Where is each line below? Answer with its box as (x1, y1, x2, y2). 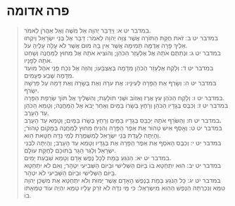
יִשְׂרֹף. (23, 86, 39, 95)
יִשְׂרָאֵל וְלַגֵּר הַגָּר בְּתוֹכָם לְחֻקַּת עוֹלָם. (23, 146, 117, 154)
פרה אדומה (6, 3, 70, 19)
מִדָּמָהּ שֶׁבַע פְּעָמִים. (23, 71, 75, 80)
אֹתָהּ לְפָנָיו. (23, 56, 53, 64)
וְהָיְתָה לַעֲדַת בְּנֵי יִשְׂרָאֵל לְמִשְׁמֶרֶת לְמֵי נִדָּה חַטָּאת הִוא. (23, 131, 161, 140)
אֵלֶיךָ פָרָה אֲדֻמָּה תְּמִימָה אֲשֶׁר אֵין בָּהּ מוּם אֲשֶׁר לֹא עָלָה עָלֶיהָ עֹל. (23, 41, 188, 49)
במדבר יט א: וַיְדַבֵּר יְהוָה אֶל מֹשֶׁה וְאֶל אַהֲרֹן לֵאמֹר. (23, 26, 151, 35)
